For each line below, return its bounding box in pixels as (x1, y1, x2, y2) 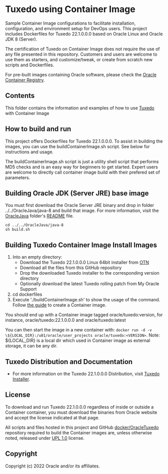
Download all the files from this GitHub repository (19, 265, 121, 271)
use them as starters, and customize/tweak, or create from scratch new (5, 56, 153, 62)
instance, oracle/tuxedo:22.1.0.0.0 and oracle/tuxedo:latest (5, 317, 126, 323)
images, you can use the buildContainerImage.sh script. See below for (5, 143, 150, 149)
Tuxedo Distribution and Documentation (5, 358, 133, 366)
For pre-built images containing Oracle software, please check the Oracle (5, 71, 156, 77)
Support (19, 286, 37, 292)
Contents (5, 91, 35, 100)
